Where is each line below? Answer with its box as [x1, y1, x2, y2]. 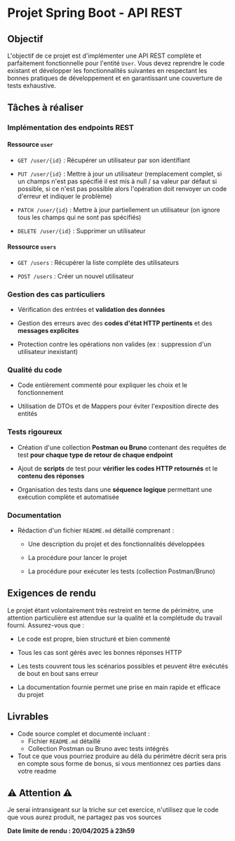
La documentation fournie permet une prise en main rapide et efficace [17, 683, 221, 691]
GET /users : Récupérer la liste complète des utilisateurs [17, 258, 179, 266]
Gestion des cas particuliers [7, 289, 105, 299]
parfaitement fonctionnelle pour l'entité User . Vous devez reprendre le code [7, 59, 225, 67]
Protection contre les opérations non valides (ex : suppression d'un [17, 340, 212, 348]
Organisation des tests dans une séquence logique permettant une [17, 485, 213, 493]
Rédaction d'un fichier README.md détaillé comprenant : [17, 526, 174, 535]
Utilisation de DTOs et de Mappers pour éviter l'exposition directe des [17, 402, 220, 410]
